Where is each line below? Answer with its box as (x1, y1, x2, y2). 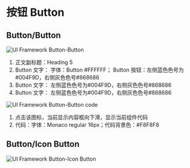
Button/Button (6, 30, 61, 40)
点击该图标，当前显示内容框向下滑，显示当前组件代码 (15, 113, 148, 121)
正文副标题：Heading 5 (15, 59, 73, 66)
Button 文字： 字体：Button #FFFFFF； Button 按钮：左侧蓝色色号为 (15, 66, 185, 73)
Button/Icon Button (6, 139, 80, 149)
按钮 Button (6, 5, 65, 19)
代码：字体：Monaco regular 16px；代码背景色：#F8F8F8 (15, 121, 159, 128)
